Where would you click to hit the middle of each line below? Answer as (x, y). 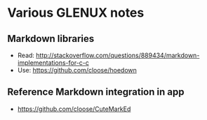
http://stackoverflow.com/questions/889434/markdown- (118, 55)
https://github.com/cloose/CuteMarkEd (74, 109)
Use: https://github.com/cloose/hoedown (77, 70)
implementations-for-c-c (53, 63)
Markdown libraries (51, 39)
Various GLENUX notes (76, 13)
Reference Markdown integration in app (96, 92)
